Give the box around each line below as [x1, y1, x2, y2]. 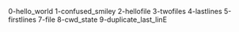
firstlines [8, 15, 37, 24]
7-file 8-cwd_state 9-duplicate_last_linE [38, 15, 168, 24]
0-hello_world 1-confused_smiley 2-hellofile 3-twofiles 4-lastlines [8, 7, 223, 16]
